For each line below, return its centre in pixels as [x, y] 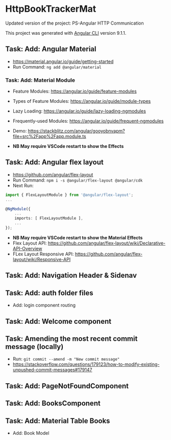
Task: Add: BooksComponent [53, 403]
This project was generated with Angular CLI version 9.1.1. [66, 33]
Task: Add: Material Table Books [58, 421]
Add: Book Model [31, 433]
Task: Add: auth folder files [49, 293]
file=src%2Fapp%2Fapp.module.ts [49, 137]
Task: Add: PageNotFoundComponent [67, 386]
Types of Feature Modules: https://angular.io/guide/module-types [82, 101]
